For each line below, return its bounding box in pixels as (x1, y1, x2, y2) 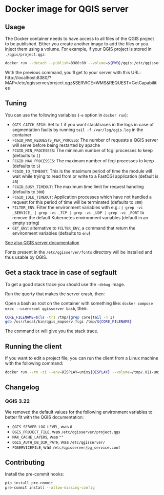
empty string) (12, 220, 40, 226)
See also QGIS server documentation (5, 240, 80, 246)
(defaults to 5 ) (12, 163, 41, 169)
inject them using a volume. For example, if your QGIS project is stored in (5, 46, 152, 52)
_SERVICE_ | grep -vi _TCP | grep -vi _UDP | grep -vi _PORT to (12, 209, 144, 215)
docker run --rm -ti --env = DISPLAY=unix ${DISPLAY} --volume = (5, 370, 132, 375)
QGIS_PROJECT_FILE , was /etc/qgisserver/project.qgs (12, 429, 121, 435)
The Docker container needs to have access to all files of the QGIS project (5, 36, 154, 41)
